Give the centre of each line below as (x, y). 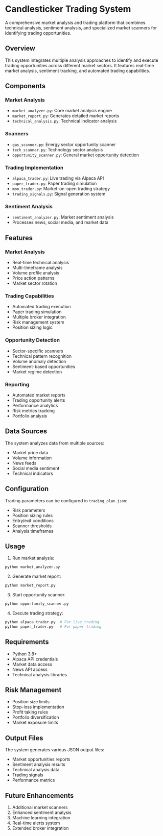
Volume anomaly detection (39, 361)
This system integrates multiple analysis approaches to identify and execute (82, 60)
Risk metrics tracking (33, 411)
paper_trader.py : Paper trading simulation (54, 184)
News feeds (24, 463)
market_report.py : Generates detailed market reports (66, 116)
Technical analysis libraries (39, 674)
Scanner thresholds (32, 526)
